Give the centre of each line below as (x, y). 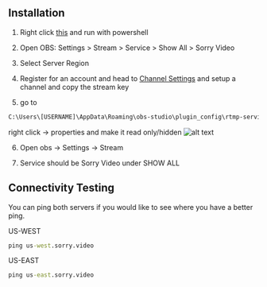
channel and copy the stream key (74, 87)
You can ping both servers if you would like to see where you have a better (131, 207)
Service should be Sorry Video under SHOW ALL (100, 163)
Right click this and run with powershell (84, 32)
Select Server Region (54, 63)
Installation (37, 13)
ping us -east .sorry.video (51, 275)
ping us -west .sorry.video (51, 246)
